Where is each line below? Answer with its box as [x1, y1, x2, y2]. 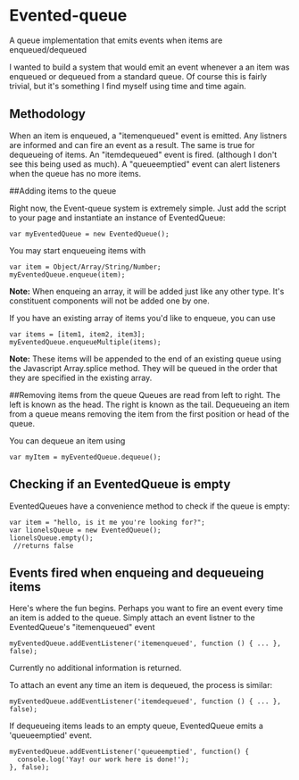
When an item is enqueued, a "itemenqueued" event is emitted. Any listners [9, 130, 287, 141]
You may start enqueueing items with [9, 245, 146, 255]
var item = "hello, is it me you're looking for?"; [9, 518, 205, 527]
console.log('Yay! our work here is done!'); [17, 755, 190, 764]
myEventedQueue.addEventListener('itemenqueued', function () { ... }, [9, 639, 281, 648]
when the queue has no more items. [9, 168, 142, 178]
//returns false [12, 541, 74, 550]
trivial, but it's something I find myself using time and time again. [9, 80, 247, 91]
